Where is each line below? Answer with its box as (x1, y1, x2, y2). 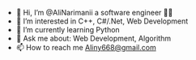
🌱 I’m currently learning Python (15, 25, 120, 34)
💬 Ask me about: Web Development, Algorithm (15, 33, 172, 43)
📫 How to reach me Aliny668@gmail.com (15, 43, 156, 52)
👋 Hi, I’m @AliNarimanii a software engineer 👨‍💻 (15, 8, 173, 17)
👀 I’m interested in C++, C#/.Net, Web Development (15, 16, 189, 26)
